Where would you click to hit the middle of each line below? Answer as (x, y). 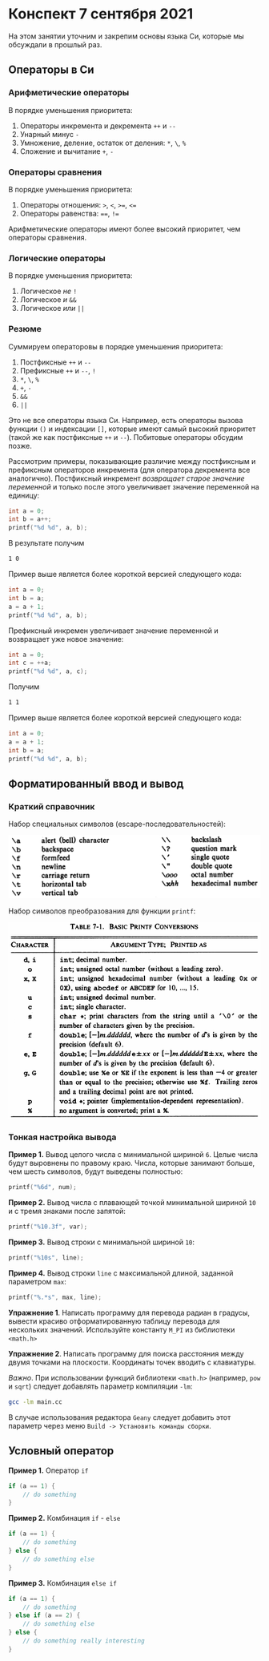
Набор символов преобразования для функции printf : (102, 911)
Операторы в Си (51, 70)
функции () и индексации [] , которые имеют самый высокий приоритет (132, 429)
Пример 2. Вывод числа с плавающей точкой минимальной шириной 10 (132, 1203)
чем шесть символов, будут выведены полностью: (96, 1171)
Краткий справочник (52, 806)
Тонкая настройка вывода (62, 1137)
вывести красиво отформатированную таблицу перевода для (114, 1321)
